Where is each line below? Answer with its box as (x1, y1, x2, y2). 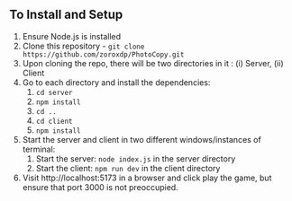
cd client (35, 117, 74, 126)
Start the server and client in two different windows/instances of (22, 134, 261, 144)
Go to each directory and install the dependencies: (22, 76, 211, 88)
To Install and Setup (9, 7, 123, 22)
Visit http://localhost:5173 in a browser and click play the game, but (22, 172, 272, 183)
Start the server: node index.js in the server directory (35, 153, 236, 164)
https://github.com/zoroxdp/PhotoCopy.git (22, 49, 185, 59)
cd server (35, 88, 74, 97)
